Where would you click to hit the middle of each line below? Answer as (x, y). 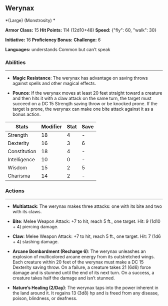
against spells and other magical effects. (54, 83)
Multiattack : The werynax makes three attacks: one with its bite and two (87, 206)
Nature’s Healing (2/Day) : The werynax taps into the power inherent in (85, 288)
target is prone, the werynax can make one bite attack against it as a (83, 109)
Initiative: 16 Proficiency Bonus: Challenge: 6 (53, 40)
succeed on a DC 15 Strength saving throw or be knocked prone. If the (85, 104)
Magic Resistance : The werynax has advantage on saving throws (80, 78)
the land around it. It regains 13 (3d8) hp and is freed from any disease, (85, 293)
